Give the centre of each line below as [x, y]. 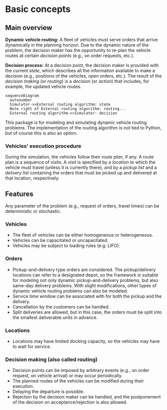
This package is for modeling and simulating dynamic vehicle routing [76, 122]
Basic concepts [38, 9]
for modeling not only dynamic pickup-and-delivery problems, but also [85, 280]
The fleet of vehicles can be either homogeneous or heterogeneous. [83, 235]
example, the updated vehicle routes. [43, 86]
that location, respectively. [32, 178]
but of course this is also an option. [41, 133]
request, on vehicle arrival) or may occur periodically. [67, 375]
